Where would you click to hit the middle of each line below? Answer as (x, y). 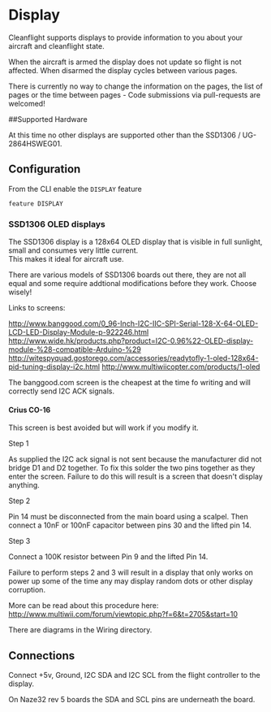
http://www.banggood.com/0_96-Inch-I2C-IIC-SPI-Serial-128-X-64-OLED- (133, 323)
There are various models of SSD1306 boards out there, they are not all (127, 275)
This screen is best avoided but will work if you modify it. (103, 428)
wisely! (20, 292)
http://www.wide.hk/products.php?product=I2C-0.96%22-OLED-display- (131, 341)
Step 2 (19, 501)
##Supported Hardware (48, 119)
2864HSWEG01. (35, 143)
